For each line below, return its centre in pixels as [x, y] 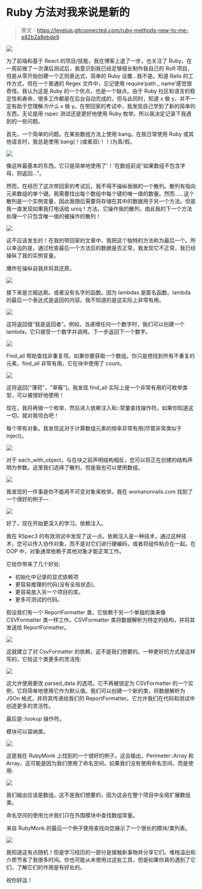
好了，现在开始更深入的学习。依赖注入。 [56, 523]
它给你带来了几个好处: [34, 564]
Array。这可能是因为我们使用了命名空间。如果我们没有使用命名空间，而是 [97, 763]
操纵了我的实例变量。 [32, 255]
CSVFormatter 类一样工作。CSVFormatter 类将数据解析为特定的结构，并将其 [101, 620]
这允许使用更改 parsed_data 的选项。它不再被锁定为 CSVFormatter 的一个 [97, 683]
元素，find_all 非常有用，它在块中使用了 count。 [66, 363]
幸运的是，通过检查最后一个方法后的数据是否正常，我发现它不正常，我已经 [103, 247]
